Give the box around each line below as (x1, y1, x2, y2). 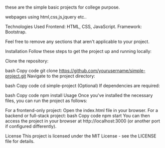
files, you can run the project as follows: (5, 97, 87, 103)
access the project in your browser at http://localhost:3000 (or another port (5, 118, 161, 124)
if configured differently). (5, 123, 57, 129)
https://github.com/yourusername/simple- (59, 67, 146, 73)
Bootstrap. (5, 29, 27, 34)
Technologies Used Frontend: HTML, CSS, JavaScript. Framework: (5, 23, 142, 29)
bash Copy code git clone (5, 67, 58, 73)
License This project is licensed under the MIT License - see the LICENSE (5, 133, 157, 139)
